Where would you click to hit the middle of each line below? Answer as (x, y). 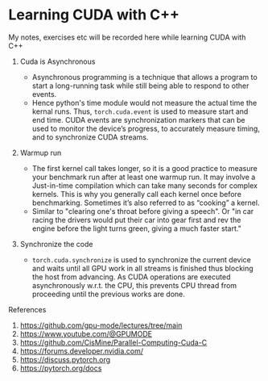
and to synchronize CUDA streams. (90, 137)
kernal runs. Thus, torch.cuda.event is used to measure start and (140, 111)
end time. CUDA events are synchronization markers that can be (138, 119)
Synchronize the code (57, 244)
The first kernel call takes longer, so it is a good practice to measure (144, 168)
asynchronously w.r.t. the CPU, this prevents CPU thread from (134, 285)
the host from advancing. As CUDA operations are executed (131, 277)
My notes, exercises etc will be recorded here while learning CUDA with (127, 37)
